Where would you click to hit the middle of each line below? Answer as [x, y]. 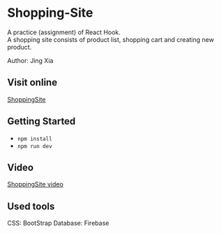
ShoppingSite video [36, 184]
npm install [35, 139]
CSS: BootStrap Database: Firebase [58, 223]
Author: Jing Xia [30, 60]
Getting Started [41, 121]
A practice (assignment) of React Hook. [64, 32]
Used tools [31, 206]
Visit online [32, 83]
